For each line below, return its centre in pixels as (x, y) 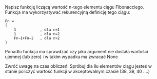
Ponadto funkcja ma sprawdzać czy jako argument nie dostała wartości (77, 51)
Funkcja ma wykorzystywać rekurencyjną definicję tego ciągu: (68, 12)
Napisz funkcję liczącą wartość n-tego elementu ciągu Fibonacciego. (75, 7)
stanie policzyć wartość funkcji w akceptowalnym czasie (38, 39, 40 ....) (78, 71)
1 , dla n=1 (37, 30)
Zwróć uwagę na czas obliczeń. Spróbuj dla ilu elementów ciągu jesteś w (78, 66)
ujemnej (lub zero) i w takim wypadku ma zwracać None (61, 57)
